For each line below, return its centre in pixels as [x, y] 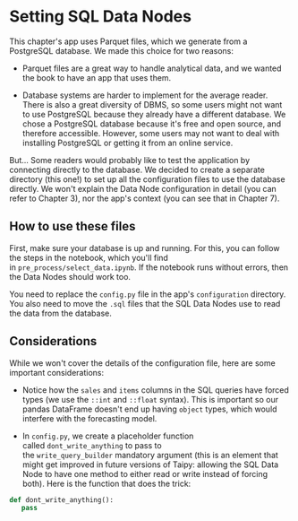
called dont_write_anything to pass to [92, 445]
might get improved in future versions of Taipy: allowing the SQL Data [150, 465]
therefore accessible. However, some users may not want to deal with [151, 133]
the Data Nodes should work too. [70, 276]
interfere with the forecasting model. [89, 418]
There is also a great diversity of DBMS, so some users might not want [152, 104]
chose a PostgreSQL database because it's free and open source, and [152, 124]
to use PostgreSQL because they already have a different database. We [154, 114]
